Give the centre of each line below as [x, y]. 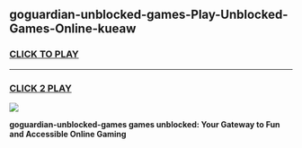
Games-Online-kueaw [73, 29]
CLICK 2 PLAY [40, 88]
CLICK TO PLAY [44, 55]
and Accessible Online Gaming [68, 134]
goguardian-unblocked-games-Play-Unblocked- [149, 15]
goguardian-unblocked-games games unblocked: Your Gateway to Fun [145, 124]
